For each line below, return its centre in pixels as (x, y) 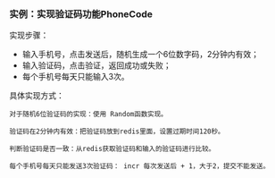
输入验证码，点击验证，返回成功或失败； (96, 65)
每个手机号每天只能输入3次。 (75, 77)
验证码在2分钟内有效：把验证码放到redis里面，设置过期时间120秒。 (117, 131)
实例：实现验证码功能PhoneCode (81, 13)
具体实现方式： (37, 96)
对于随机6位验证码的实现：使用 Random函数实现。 (88, 114)
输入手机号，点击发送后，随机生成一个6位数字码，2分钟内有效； (141, 55)
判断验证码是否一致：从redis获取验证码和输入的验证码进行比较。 (112, 149)
